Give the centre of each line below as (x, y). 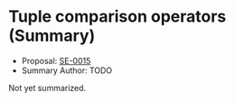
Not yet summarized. (47, 88)
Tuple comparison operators (117, 17)
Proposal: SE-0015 (56, 60)
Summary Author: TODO (67, 70)
